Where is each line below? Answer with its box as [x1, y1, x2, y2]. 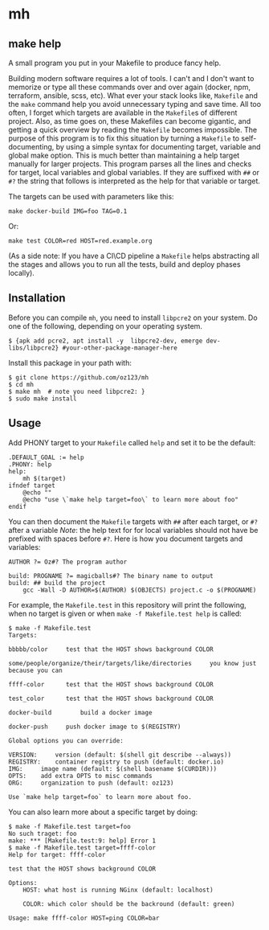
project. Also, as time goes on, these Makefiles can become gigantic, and [8, 117, 251, 125]
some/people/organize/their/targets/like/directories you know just [8, 659, 257, 667]
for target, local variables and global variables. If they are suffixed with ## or [8, 168, 259, 177]
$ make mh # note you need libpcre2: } [8, 387, 146, 395]
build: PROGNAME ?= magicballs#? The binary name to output [8, 572, 214, 580]
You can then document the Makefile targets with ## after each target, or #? [8, 516, 259, 526]
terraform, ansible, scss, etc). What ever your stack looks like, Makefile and [8, 91, 259, 100]
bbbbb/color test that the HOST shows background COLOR [8, 645, 214, 653]
